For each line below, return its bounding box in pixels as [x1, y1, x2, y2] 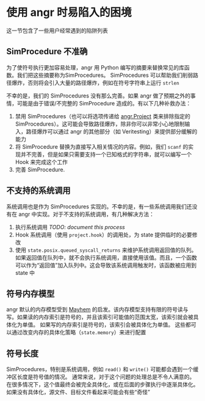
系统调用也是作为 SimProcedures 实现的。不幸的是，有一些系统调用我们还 [6, 202, 192, 210]
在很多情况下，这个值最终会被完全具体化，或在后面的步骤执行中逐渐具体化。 [6, 381, 199, 388]
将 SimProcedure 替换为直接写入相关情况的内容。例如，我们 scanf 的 [15, 143, 189, 150]
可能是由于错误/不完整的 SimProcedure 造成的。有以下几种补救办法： [16, 99, 192, 107]
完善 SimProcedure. [15, 166, 65, 173]
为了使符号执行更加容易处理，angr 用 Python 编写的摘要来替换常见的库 [6, 63, 185, 71]
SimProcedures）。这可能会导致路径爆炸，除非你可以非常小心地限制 [15, 120, 185, 127]
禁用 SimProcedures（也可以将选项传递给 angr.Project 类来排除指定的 [15, 112, 190, 119]
